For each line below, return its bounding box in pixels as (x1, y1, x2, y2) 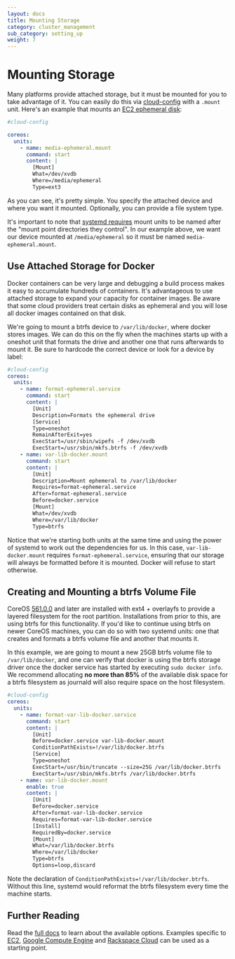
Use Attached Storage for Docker (7, 260, 156, 272)
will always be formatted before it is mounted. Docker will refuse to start (7, 558, 215, 566)
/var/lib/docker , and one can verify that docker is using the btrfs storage (7, 656, 221, 664)
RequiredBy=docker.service (32, 829, 112, 836)
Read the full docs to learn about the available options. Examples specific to (7, 928, 227, 936)
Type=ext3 (32, 184, 61, 191)
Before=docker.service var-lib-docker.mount (32, 737, 165, 744)
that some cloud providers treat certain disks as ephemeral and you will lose (7, 301, 228, 310)
